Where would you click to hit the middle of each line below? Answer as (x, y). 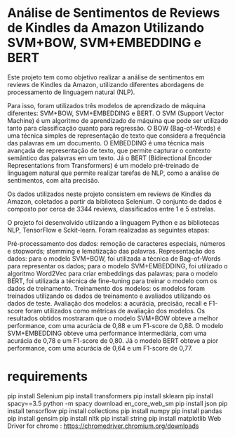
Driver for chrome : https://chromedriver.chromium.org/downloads (103, 426)
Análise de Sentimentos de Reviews (114, 13)
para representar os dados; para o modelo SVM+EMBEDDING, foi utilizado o (117, 266)
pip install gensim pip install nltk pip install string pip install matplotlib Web (114, 418)
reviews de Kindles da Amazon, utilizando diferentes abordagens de (106, 84)
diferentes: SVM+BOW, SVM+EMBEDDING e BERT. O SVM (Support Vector (116, 113)
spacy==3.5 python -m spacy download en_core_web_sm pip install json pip (117, 403)
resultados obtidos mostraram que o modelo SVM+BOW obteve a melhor (113, 318)
